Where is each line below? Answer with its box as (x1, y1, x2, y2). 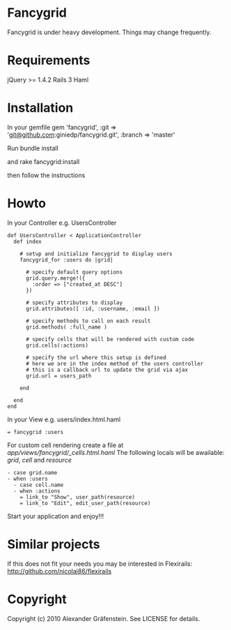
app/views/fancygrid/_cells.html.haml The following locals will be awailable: (7, 448, 225, 456)
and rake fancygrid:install (7, 157, 80, 165)
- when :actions (13, 487, 61, 495)
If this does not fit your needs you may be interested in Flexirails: (7, 560, 193, 568)
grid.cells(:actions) (25, 342, 89, 349)
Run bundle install (7, 144, 59, 152)
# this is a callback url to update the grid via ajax (25, 366, 189, 373)
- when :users (7, 475, 49, 482)
